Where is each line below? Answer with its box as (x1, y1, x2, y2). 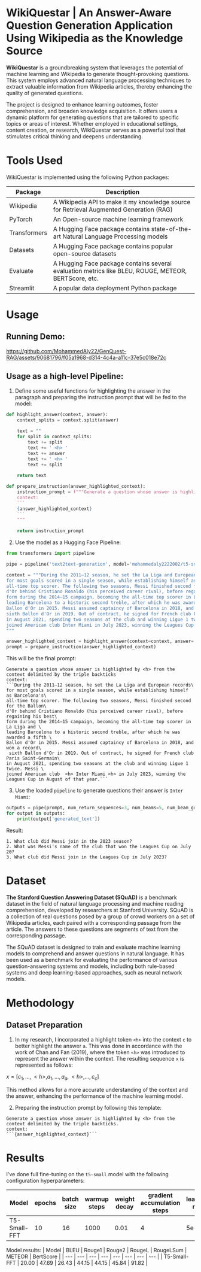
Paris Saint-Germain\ (6, 755, 60, 761)
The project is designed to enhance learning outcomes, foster (6, 101, 159, 108)
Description (105, 187, 139, 196)
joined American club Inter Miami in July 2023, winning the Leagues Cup (6, 622, 194, 628)
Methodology (6, 996, 75, 1010)
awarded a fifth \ (6, 734, 52, 740)
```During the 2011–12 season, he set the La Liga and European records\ (6, 682, 194, 688)
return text (17, 473, 47, 479)
